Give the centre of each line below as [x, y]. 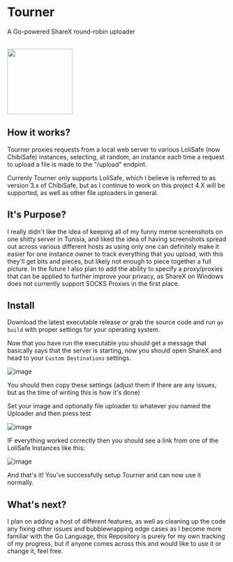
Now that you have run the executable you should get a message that [107, 343]
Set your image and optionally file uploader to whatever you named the [109, 406]
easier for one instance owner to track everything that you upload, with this [115, 254]
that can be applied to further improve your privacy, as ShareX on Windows [115, 276]
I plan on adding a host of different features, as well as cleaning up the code [116, 521]
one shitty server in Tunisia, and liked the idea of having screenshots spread [117, 239]
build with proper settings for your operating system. [84, 330]
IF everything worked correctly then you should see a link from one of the [113, 440]
